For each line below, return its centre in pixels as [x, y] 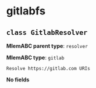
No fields [18, 80]
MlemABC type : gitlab [35, 57]
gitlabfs [26, 11]
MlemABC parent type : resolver [47, 46]
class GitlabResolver [47, 32]
